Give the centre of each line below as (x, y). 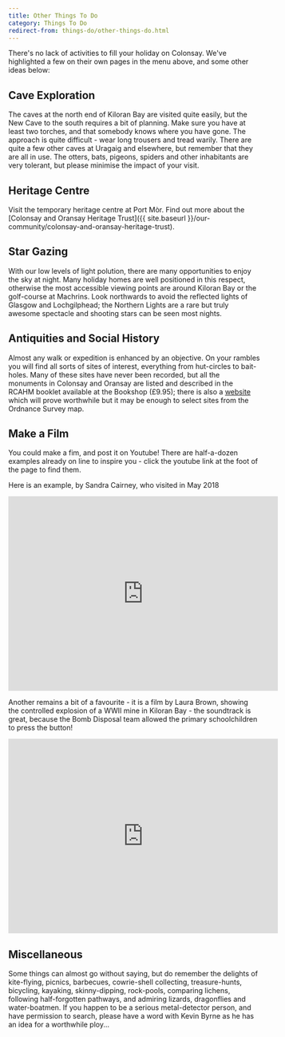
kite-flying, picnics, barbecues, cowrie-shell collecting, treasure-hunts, (125, 982)
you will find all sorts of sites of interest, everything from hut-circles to (124, 366)
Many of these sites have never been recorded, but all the (125, 374)
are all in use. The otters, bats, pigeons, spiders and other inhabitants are (129, 157)
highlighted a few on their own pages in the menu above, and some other (129, 61)
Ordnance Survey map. (46, 409)
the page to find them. (45, 470)
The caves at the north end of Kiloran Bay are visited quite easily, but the (128, 115)
